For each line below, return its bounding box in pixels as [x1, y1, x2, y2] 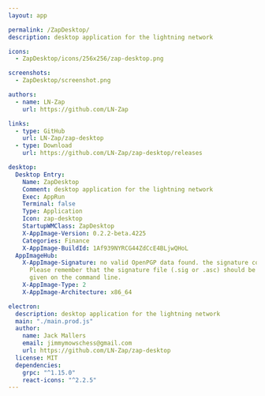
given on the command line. [28, 273, 122, 281]
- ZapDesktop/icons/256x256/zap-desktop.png [15, 55, 164, 63]
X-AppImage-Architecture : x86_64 [22, 288, 132, 296]
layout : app [8, 11, 47, 20]
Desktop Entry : [15, 171, 65, 179]
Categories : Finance [22, 236, 90, 245]
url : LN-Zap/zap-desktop [22, 134, 104, 142]
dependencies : [15, 361, 62, 369]
